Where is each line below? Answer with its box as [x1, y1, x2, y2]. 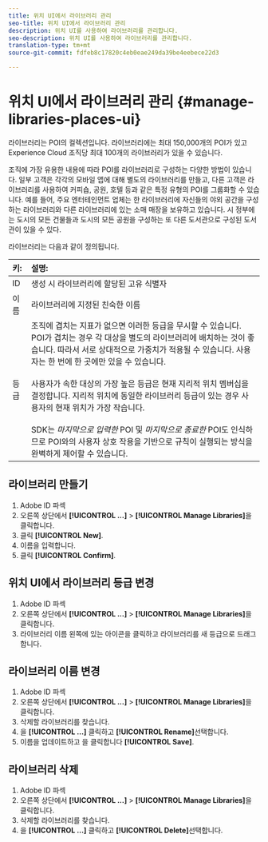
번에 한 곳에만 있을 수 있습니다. [57, 356, 166, 367]
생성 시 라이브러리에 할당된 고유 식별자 [30, 277, 167, 289]
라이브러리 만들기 [8, 477, 89, 492]
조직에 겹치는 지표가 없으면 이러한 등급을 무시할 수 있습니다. [30, 320, 242, 331]
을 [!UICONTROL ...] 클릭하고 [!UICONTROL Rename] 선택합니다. [19, 727, 229, 736]
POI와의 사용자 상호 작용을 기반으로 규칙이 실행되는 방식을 [47, 436, 253, 447]
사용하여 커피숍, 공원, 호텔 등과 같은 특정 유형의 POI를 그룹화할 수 [42, 185, 246, 194]
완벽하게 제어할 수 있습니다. [30, 448, 128, 459]
